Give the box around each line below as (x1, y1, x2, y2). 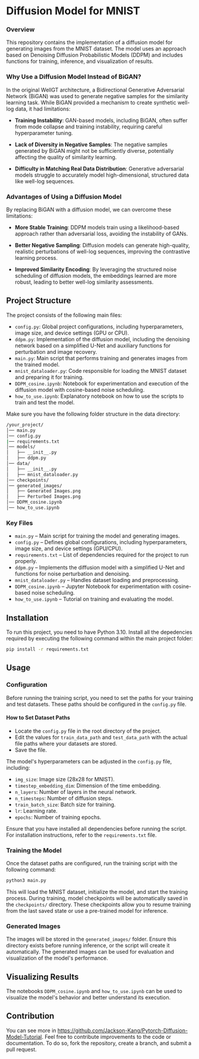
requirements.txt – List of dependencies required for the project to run (14, 551, 189, 558)
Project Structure (6, 296, 71, 306)
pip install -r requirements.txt (6, 646, 89, 652)
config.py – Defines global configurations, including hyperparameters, (14, 539, 187, 546)
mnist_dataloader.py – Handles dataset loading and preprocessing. (14, 577, 179, 584)
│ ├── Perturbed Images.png (6, 494, 81, 500)
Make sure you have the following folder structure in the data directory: (6, 410, 181, 417)
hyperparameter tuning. (14, 129, 73, 136)
